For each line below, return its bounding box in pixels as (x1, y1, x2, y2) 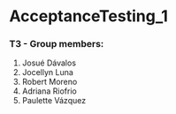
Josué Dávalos (21, 57, 77, 68)
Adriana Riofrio (21, 86, 77, 96)
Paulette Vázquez (21, 95, 87, 106)
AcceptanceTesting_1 (9, 6, 168, 27)
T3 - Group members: (9, 38, 104, 50)
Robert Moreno (21, 77, 78, 87)
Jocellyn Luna (21, 67, 73, 78)
